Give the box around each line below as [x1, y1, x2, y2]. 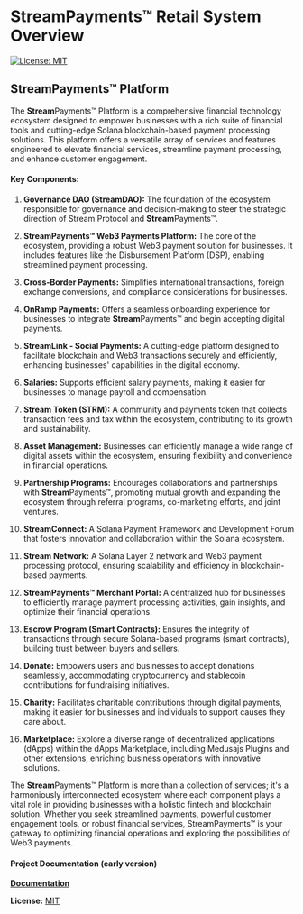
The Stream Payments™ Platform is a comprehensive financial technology [10, 105, 282, 116]
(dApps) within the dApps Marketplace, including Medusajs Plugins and [23, 743, 289, 754]
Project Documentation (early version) [10, 858, 157, 869]
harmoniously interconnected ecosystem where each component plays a [10, 789, 281, 800]
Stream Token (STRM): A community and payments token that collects [23, 404, 288, 415]
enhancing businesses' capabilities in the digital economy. [23, 359, 241, 370]
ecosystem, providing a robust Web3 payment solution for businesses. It [23, 240, 293, 251]
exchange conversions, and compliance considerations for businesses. [23, 286, 288, 297]
